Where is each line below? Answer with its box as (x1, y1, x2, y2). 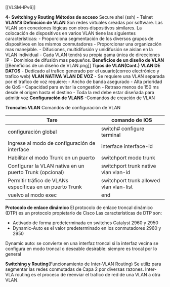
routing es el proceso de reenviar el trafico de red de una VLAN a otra (15, 272, 161, 277)
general (5, 251, 21, 257)
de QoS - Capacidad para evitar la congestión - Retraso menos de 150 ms (5, 84, 159, 90)
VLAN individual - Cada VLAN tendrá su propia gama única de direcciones (5, 52, 160, 58)
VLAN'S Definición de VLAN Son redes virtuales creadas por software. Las (5, 20, 163, 25)
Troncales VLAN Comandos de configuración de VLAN (5, 105, 121, 110)
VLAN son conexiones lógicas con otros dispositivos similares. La (5, 25, 142, 31)
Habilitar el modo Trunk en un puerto (8, 154, 95, 161)
